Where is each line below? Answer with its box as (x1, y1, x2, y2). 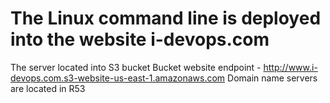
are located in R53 (10, 82, 86, 94)
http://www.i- (263, 61, 318, 73)
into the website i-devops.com (10, 28, 270, 51)
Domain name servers (227, 72, 318, 84)
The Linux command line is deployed (10, 7, 322, 30)
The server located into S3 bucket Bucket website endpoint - (10, 61, 262, 73)
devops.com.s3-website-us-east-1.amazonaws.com (10, 72, 226, 84)
